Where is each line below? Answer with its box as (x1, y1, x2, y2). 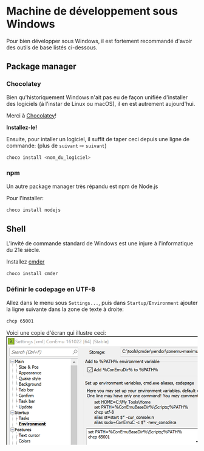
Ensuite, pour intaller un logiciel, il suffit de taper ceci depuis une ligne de (6, 135, 190, 142)
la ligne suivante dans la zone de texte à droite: (6, 306, 124, 313)
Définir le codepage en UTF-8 (6, 285, 96, 293)
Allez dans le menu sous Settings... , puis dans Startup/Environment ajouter (6, 299, 199, 306)
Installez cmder (6, 258, 45, 265)
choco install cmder (6, 271, 59, 277)
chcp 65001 (6, 318, 34, 324)
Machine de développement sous (6, 4, 178, 18)
